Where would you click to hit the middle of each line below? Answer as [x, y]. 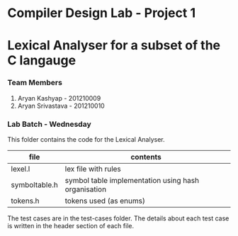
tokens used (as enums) [105, 201]
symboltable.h [35, 184]
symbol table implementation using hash [132, 180]
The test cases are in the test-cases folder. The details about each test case [118, 218]
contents [146, 157]
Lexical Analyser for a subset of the [114, 46]
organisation [86, 189]
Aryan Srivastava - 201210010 [61, 106]
